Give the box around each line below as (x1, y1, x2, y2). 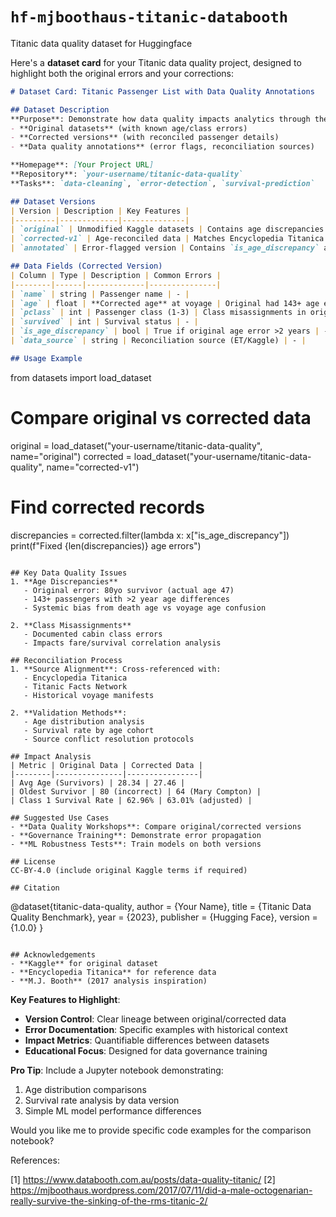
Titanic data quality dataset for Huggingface (10, 37, 193, 49)
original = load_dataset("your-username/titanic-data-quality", (10, 439, 263, 452)
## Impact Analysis (10, 751, 92, 762)
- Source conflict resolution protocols (23, 734, 195, 744)
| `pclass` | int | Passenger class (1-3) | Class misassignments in (10, 308, 307, 318)
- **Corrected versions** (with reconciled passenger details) (10, 133, 280, 143)
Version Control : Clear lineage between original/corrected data (24, 1013, 287, 1025)
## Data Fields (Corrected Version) (10, 261, 163, 272)
